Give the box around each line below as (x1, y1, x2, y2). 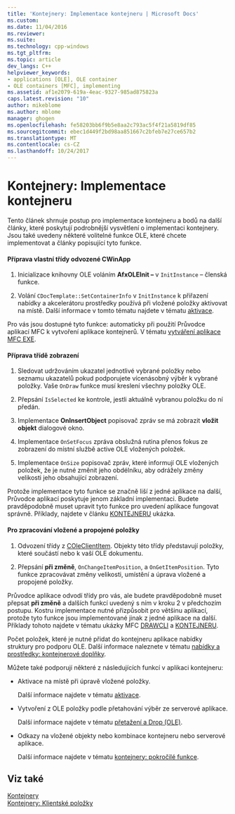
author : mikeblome (7, 102, 61, 109)
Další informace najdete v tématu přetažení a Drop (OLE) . (17, 718, 183, 726)
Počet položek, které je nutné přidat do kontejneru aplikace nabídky (7, 635, 203, 643)
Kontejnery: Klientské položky (7, 799, 93, 808)
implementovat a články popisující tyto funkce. (7, 239, 142, 247)
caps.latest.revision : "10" (7, 96, 90, 103)
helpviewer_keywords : (7, 69, 71, 76)
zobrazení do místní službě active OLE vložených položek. (17, 445, 186, 454)
